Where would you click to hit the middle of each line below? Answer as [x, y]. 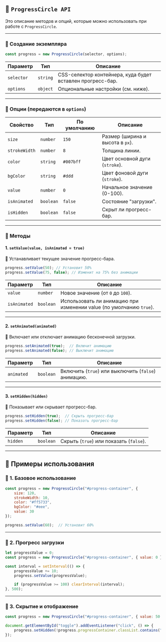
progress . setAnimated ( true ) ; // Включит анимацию [58, 346]
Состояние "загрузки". [129, 201]
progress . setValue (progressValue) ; [51, 576]
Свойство [21, 125]
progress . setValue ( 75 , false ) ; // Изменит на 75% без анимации [72, 273]
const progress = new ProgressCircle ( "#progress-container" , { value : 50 [83, 617]
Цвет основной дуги [126, 159]
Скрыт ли [113, 210]
